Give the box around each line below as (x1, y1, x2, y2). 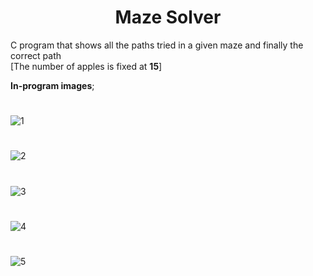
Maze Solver (114, 6, 222, 29)
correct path (10, 49, 62, 61)
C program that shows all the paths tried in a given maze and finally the (10, 39, 304, 51)
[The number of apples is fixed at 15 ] (10, 60, 163, 72)
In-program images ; (10, 79, 95, 91)
